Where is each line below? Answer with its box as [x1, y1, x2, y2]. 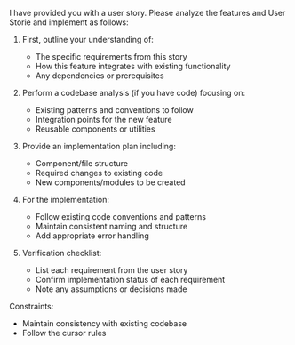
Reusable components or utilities [35, 124, 155, 134]
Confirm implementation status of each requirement [35, 275, 226, 285]
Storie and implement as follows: [9, 17, 129, 28]
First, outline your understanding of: [21, 35, 154, 44]
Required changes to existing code [35, 168, 163, 178]
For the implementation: [21, 195, 109, 205]
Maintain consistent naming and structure [35, 221, 188, 231]
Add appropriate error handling [35, 230, 149, 241]
